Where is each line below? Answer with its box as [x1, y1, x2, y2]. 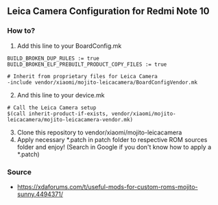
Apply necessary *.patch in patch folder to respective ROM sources [16, 135, 208, 143]
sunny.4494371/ [16, 190, 64, 198]
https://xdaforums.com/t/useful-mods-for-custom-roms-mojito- [16, 182, 198, 191]
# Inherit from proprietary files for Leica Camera [7, 73, 158, 80]
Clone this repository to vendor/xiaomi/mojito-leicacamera [16, 128, 182, 136]
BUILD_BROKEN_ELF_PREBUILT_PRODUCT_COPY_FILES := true [7, 61, 167, 68]
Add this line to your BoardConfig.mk [16, 41, 122, 50]
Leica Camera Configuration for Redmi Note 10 [7, 5, 210, 17]
